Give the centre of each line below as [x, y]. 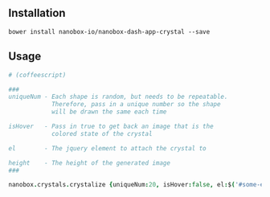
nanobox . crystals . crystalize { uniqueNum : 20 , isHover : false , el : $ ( [122, 185]
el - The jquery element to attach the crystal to [107, 148]
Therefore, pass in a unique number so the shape [136, 105]
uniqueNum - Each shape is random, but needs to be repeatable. [118, 97]
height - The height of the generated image [90, 163]
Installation [37, 13]
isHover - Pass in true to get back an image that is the [111, 126]
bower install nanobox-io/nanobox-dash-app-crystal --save [109, 31]
